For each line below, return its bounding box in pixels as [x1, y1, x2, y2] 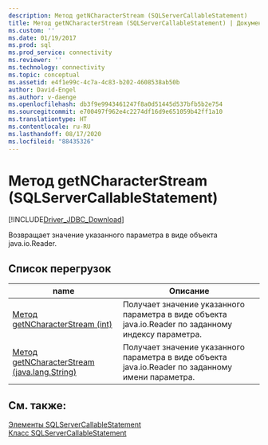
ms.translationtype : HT [8, 115, 88, 123]
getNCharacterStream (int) [12, 319, 113, 330]
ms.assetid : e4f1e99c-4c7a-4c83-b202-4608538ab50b [8, 78, 180, 86]
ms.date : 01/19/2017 [8, 33, 77, 42]
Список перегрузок [8, 262, 112, 275]
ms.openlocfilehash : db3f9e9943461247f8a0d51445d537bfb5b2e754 [8, 100, 223, 108]
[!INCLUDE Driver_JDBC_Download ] [8, 215, 125, 224]
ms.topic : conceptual [8, 71, 81, 79]
